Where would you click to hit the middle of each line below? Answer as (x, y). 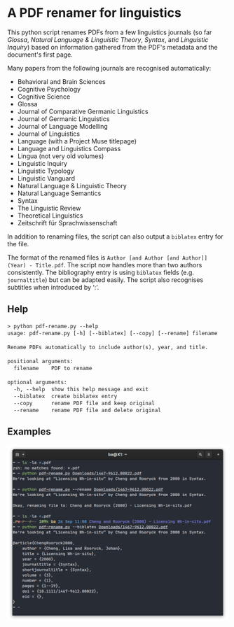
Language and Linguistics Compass (69, 148)
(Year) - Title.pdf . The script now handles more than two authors (105, 265)
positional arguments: (40, 361)
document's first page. (40, 55)
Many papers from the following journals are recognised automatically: (109, 68)
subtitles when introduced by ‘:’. (53, 287)
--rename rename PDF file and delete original (87, 410)
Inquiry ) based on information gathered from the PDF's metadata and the (113, 47)
